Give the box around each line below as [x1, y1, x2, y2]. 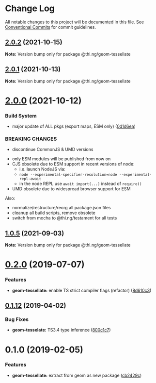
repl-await [19, 177, 42, 182]
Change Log [5, 3, 55, 14]
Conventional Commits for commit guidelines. [5, 24, 96, 30]
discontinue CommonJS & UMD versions [12, 147, 94, 152]
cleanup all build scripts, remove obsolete [12, 210, 95, 216]
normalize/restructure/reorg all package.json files [12, 205, 111, 211]
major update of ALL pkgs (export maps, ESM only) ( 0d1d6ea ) [12, 123, 136, 129]
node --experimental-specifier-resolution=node [19, 172, 117, 177]
